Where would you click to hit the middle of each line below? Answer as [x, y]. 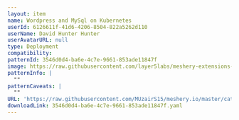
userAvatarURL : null [38, 40]
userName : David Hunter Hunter [54, 34]
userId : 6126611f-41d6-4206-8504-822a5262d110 [78, 27]
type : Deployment [33, 47]
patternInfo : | [30, 73]
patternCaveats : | [34, 86]
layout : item [27, 14]
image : [17, 66]
